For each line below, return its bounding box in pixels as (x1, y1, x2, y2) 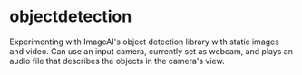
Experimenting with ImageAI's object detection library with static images (9, 36, 279, 47)
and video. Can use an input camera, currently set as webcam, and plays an (9, 45, 293, 56)
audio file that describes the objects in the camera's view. (9, 55, 225, 66)
